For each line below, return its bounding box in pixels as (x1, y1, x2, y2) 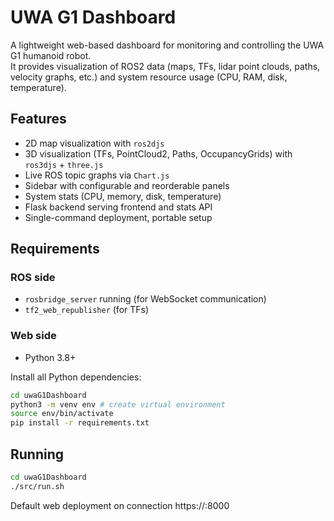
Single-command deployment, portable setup (24, 211, 213, 223)
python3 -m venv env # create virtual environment (10, 399, 226, 410)
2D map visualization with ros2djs (24, 137, 165, 149)
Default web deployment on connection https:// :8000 (10, 499, 230, 511)
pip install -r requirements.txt (10, 418, 150, 428)
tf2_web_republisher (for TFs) (24, 304, 150, 316)
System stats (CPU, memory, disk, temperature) (24, 190, 222, 202)
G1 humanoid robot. (10, 49, 92, 61)
